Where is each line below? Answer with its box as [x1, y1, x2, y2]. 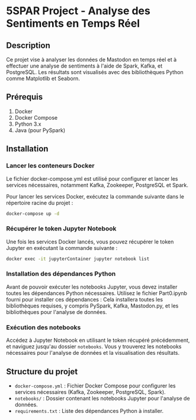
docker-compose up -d [6, 210, 60, 217]
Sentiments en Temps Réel [6, 17, 140, 30]
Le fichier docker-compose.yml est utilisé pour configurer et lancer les [6, 175, 179, 182]
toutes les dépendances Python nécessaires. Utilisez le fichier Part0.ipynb [6, 289, 188, 297]
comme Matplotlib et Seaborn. [6, 75, 80, 82]
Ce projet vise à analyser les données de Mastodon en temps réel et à [6, 56, 177, 63]
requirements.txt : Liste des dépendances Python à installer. [14, 407, 164, 414]
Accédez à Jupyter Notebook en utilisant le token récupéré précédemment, [6, 336, 190, 344]
